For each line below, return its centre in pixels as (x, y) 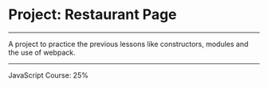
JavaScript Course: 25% (49, 75)
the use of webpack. (42, 52)
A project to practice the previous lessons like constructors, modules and (128, 44)
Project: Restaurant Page (93, 15)
